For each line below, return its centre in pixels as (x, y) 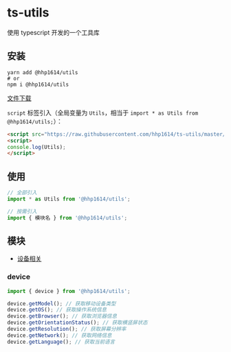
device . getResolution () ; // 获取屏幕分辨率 (67, 329)
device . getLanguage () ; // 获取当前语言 (61, 342)
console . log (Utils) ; (37, 147)
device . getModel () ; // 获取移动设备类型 (62, 303)
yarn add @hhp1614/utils (43, 72)
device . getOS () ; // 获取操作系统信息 (57, 310)
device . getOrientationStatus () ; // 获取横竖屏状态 (77, 323)
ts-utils (28, 13)
